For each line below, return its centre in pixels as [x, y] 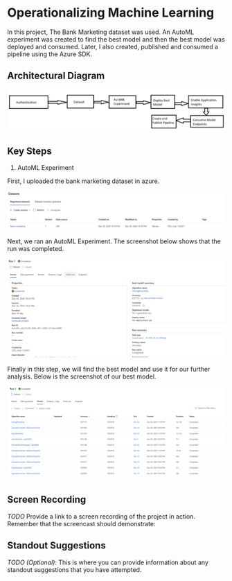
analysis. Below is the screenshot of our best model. [82, 376]
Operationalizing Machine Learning [111, 13]
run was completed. [36, 248]
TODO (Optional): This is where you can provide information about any [108, 562]
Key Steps [29, 151]
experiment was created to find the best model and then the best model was [116, 39]
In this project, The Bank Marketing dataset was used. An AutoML [101, 32]
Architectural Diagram [56, 76]
